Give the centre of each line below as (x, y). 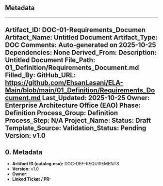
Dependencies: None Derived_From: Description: (81, 53)
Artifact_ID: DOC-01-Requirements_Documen (75, 30)
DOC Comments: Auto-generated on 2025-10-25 (81, 45)
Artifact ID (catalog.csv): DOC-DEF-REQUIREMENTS (65, 164)
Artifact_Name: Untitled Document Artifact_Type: (81, 37)
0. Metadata (24, 152)
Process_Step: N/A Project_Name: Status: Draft (78, 121)
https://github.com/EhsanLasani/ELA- (64, 83)
